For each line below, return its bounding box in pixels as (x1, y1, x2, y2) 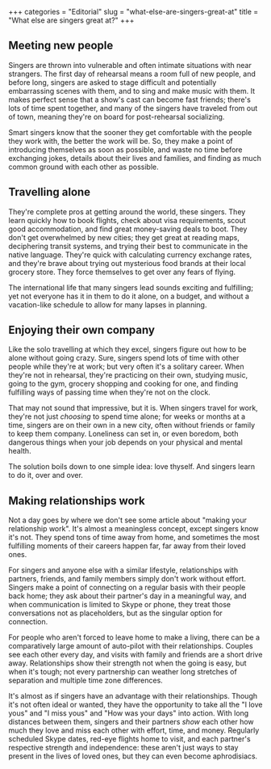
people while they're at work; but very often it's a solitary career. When (8, 361, 244, 371)
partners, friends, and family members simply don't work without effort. (8, 574, 246, 584)
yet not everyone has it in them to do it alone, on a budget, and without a (8, 291, 250, 301)
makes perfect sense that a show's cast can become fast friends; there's (8, 95, 252, 104)
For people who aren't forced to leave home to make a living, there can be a (8, 632, 261, 642)
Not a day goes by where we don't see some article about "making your (8, 515, 248, 525)
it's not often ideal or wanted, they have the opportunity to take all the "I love (8, 699, 263, 710)
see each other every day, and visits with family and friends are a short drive (8, 650, 263, 660)
